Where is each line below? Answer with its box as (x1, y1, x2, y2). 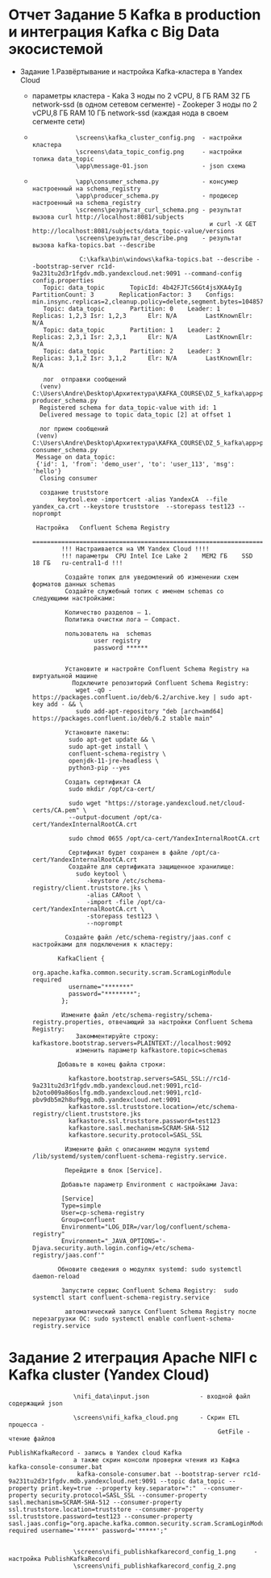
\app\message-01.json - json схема (75, 161, 246, 170)
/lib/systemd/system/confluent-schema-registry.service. (31, 1152, 228, 1160)
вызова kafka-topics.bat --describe (31, 241, 156, 249)
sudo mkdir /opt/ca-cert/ (68, 785, 156, 793)
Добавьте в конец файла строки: (57, 1060, 167, 1069)
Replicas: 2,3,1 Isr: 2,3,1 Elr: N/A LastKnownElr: (31, 333, 253, 341)
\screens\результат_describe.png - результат (75, 234, 242, 242)
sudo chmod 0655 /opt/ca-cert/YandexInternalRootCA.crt (68, 834, 261, 843)
